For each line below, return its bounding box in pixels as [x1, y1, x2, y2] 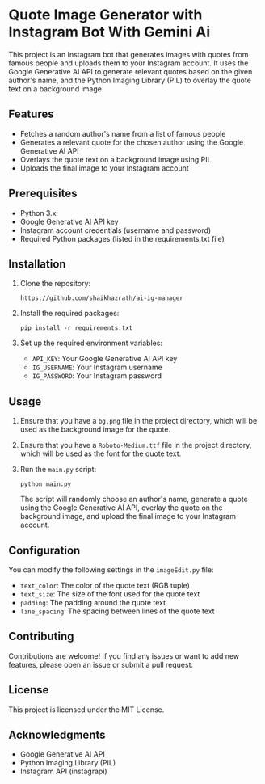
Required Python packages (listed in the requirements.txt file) [19, 234, 225, 243]
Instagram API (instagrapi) [19, 766, 107, 777]
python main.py [19, 480, 72, 488]
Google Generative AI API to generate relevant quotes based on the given [8, 66, 253, 76]
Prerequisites [8, 187, 78, 200]
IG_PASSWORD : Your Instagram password [32, 371, 162, 381]
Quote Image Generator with [8, 6, 203, 24]
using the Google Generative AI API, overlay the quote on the [19, 503, 224, 512]
